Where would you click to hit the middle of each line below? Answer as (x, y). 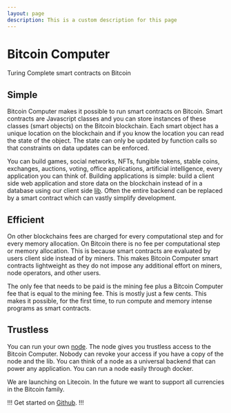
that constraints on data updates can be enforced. (78, 148)
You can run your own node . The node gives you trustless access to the (109, 346)
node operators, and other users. (54, 273)
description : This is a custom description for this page (92, 20)
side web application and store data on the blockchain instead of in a (105, 183)
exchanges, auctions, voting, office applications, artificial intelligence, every (115, 169)
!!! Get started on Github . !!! (46, 402)
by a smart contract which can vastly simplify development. (92, 198)
